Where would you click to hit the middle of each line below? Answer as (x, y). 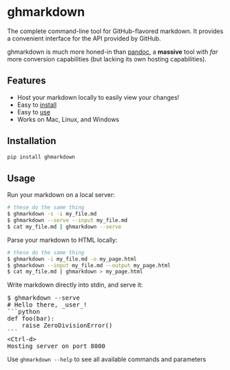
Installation (32, 141)
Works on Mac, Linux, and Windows (68, 119)
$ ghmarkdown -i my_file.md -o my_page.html (72, 259)
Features (27, 81)
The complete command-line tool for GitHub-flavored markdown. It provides (115, 31)
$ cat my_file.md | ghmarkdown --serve (64, 227)
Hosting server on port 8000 (56, 346)
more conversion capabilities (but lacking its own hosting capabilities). (107, 59)
